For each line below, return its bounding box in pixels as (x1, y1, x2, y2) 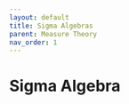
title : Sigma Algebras (9, 21, 93, 30)
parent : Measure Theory (9, 29, 98, 38)
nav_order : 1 (9, 37, 58, 47)
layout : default (9, 12, 69, 22)
